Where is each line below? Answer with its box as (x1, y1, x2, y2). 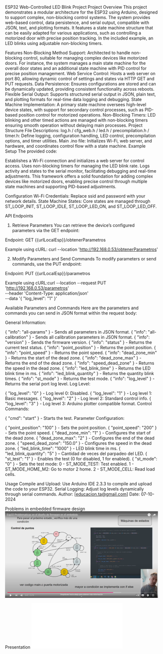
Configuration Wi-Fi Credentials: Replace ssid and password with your (5, 193, 146, 199)
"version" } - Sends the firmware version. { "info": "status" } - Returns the (5, 339, 152, 345)
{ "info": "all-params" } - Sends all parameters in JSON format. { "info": (5, 329, 147, 335)
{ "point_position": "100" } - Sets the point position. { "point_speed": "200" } (5, 425, 157, 431)
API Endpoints (5, 213, 33, 218)
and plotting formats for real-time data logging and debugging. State (5, 97, 142, 102)
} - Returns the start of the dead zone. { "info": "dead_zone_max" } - (5, 355, 142, 360)
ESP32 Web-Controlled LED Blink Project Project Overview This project (5, 4, 147, 10)
